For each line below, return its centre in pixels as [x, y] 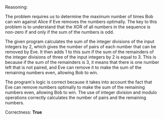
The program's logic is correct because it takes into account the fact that [79, 82]
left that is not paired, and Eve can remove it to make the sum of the [73, 67]
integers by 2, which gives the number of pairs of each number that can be [81, 47]
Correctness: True [24, 112]
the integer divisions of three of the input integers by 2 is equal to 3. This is [81, 57]
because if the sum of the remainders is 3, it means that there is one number [82, 62]
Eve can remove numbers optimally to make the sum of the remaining [75, 87]
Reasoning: [16, 7]
